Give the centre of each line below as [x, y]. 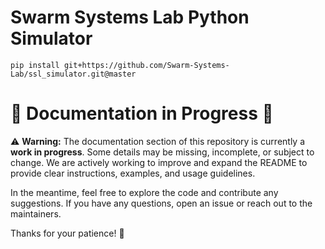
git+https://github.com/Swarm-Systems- [146, 65]
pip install [35, 65]
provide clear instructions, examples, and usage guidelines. [133, 173]
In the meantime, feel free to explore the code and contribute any [144, 192]
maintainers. [36, 213]
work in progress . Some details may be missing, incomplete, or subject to [162, 152]
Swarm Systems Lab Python [130, 17]
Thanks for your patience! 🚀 [67, 233]
